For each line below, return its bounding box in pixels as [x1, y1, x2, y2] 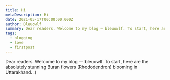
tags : [5, 31, 17, 36]
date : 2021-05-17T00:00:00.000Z [5, 17, 73, 22]
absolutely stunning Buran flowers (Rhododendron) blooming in [5, 64, 138, 70]
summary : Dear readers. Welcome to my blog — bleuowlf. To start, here [5, 26, 159, 31]
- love [10, 40, 24, 45]
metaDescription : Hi [5, 12, 49, 17]
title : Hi [5, 7, 26, 13]
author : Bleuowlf [5, 21, 42, 27]
